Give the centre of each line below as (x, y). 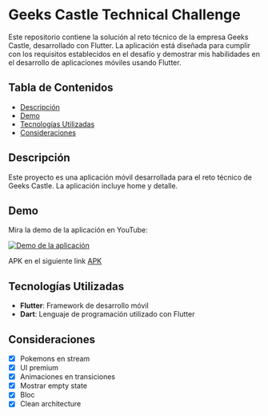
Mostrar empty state (54, 386)
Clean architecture (50, 404)
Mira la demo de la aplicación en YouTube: (78, 230)
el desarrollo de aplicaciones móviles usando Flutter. (95, 63)
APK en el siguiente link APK (55, 261)
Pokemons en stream (55, 359)
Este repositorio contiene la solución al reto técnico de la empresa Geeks (128, 37)
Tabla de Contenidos (61, 88)
